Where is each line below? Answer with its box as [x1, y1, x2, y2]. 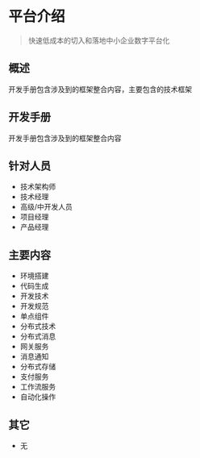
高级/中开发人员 [19, 202, 73, 212]
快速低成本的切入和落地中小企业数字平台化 [27, 35, 170, 45]
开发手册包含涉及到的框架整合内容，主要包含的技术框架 [8, 84, 192, 94]
